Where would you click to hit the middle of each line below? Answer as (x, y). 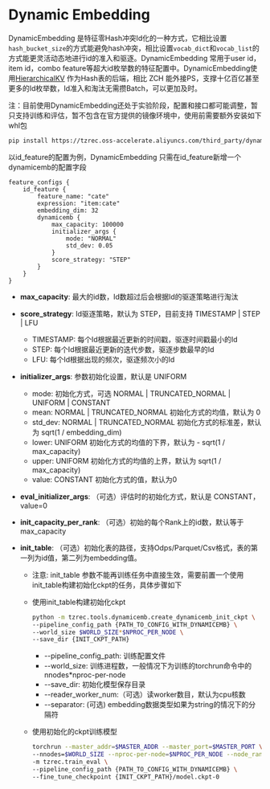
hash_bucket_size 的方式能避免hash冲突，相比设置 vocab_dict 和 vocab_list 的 (134, 48)
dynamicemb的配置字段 (47, 167)
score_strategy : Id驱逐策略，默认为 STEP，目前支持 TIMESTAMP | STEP (140, 313)
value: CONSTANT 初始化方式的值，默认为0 (104, 479)
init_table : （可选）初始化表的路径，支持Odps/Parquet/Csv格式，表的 (135, 547)
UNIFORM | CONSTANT (71, 403)
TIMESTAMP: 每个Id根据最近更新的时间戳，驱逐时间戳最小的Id (135, 339)
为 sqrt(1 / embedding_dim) (77, 432)
